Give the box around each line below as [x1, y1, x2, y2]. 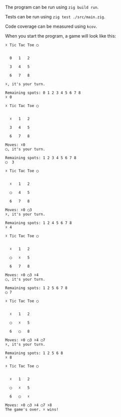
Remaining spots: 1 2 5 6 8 [5, 351, 63, 356]
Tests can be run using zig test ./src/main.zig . [5, 14, 106, 19]
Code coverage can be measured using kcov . [5, 23, 98, 29]
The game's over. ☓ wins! [5, 407, 59, 412]
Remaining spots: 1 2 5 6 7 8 [5, 286, 68, 291]
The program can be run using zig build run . [5, 4, 99, 10]
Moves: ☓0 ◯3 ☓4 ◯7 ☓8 [5, 403, 52, 408]
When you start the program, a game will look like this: [5, 33, 117, 39]
